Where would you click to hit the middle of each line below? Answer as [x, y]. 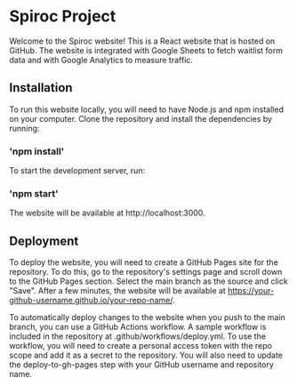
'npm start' [34, 193]
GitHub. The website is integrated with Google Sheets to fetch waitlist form [146, 50]
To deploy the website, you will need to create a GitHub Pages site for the [144, 262]
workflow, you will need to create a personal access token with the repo [141, 346]
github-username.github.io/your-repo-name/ [91, 301]
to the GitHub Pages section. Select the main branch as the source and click [148, 281]
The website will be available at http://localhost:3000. [108, 213]
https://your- [251, 291]
